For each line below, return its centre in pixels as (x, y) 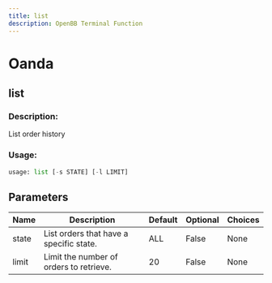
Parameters (38, 197)
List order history (37, 134)
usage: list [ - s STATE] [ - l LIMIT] (68, 172)
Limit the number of (81, 257)
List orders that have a (86, 234)
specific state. (70, 244)
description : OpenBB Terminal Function (76, 24)
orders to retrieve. (77, 267)
